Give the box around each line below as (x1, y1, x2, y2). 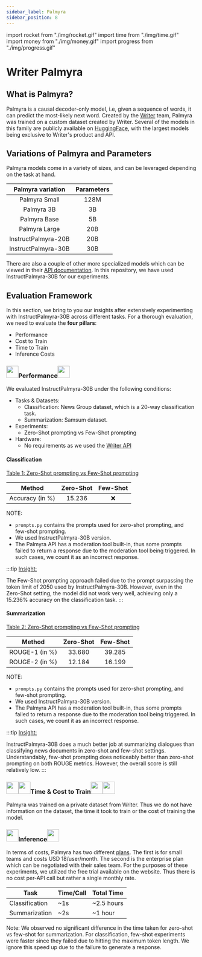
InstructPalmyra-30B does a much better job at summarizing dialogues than (6, 740, 195, 748)
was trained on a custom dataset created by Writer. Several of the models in (6, 118, 195, 125)
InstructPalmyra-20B (9, 235, 70, 243)
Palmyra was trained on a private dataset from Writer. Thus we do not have (6, 801, 192, 808)
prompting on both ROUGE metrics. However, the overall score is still (6, 760, 177, 767)
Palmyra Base (20, 215, 59, 224)
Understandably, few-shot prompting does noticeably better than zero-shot (6, 753, 194, 760)
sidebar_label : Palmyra (6, 8, 66, 15)
